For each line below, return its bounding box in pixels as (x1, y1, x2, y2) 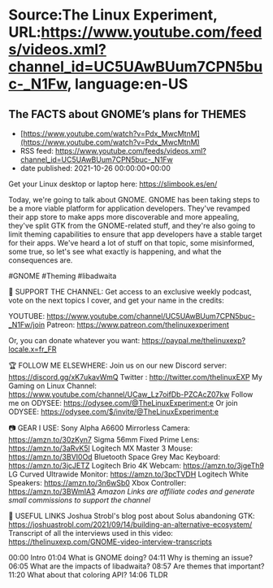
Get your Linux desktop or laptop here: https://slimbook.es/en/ (8, 179, 218, 189)
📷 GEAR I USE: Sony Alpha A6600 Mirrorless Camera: (8, 423, 191, 433)
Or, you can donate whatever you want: (8, 336, 141, 345)
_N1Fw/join (8, 320, 45, 329)
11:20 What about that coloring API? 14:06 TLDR (8, 570, 168, 579)
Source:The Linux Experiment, (8, 6, 218, 24)
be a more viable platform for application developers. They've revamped (8, 203, 250, 213)
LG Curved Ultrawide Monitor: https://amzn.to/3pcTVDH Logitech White (8, 469, 249, 479)
